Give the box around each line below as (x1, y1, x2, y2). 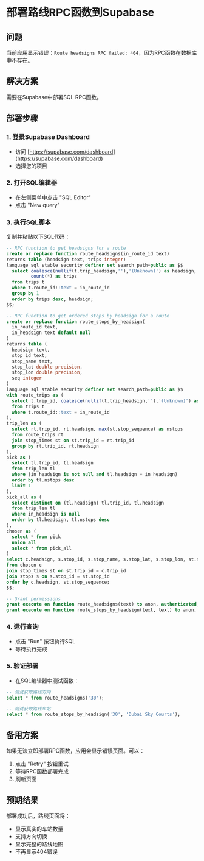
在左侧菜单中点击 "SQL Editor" (15, 193, 91, 201)
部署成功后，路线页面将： (6, 812, 70, 820)
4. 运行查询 (6, 623, 39, 631)
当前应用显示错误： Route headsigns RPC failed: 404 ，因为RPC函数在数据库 (6, 49, 197, 56)
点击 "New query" (15, 201, 60, 208)
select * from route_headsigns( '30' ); (6, 695, 104, 701)
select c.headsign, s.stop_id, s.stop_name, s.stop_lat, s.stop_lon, (6, 556, 186, 562)
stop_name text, (12, 358, 53, 364)
